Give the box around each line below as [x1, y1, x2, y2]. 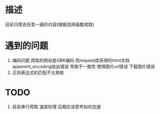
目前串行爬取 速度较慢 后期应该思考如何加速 [12, 103, 101, 110]
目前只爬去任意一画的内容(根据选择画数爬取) [5, 21, 95, 27]
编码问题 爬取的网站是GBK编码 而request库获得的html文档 [12, 57, 130, 63]
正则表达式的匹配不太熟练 [12, 69, 64, 76]
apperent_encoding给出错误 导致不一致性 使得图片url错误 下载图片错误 [12, 63, 156, 69]
